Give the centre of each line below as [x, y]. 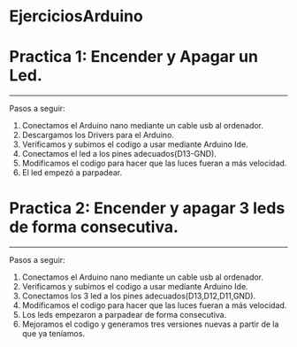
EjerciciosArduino [76, 16]
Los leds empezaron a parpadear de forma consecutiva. [124, 315]
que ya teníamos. [53, 334]
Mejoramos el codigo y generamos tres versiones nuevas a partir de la [150, 324]
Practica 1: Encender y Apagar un [134, 57]
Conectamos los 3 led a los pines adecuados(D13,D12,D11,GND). [139, 296]
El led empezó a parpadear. [72, 173]
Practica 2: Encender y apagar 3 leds [147, 208]
